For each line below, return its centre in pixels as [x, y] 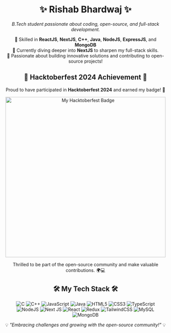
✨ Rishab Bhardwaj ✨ [85, 9]
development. [85, 29]
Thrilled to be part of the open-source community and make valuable [85, 264]
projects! [93, 61]
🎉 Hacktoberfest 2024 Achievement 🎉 [85, 77]
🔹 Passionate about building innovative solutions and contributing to [79, 55]
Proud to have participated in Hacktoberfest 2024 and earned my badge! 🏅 [85, 90]
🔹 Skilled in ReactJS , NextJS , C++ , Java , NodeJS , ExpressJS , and [85, 39]
